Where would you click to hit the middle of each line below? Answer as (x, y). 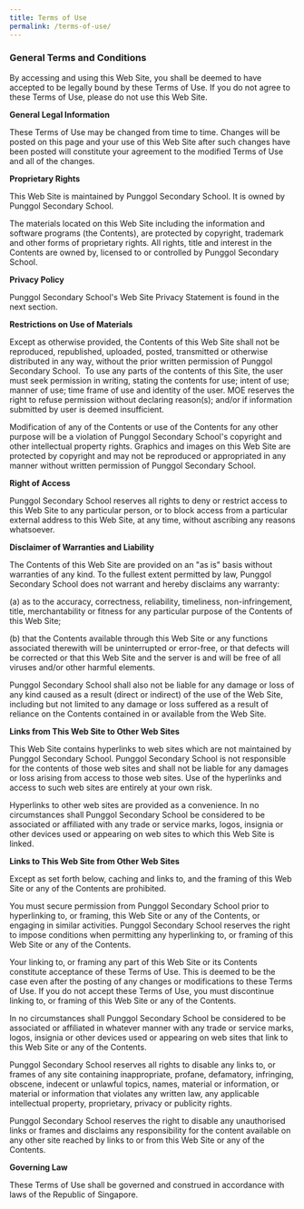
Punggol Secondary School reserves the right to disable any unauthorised (147, 1120)
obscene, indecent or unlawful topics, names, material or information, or (144, 1084)
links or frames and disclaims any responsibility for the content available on (150, 1130)
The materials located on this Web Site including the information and (137, 223)
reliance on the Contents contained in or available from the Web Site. (138, 714)
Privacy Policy (37, 279)
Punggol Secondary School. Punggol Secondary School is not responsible (148, 758)
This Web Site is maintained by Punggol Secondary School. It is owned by (147, 196)
